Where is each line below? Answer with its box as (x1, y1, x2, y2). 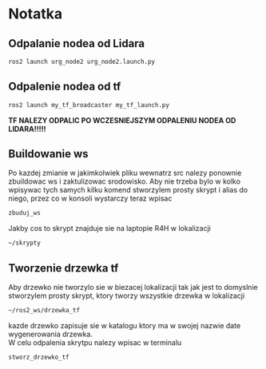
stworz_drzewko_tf (8, 353, 69, 361)
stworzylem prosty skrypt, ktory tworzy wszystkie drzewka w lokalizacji (8, 291, 245, 300)
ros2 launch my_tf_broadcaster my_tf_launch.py (8, 101, 170, 109)
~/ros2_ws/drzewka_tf (8, 306, 81, 314)
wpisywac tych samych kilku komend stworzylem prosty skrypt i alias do (8, 185, 248, 195)
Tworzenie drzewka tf (8, 261, 119, 275)
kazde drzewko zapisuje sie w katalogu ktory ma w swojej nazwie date (8, 320, 241, 330)
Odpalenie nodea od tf (8, 80, 121, 93)
